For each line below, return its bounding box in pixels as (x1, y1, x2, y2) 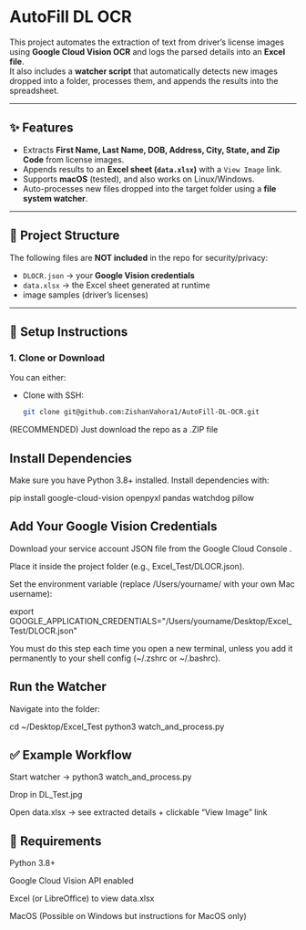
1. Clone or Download (9, 351, 105, 364)
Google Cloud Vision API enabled (9, 875, 134, 886)
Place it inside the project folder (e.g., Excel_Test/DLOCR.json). (9, 560, 245, 571)
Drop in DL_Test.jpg (9, 789, 83, 800)
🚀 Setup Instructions (9, 324, 128, 340)
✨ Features (9, 120, 74, 136)
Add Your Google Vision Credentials (9, 518, 218, 535)
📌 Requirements (9, 833, 102, 849)
